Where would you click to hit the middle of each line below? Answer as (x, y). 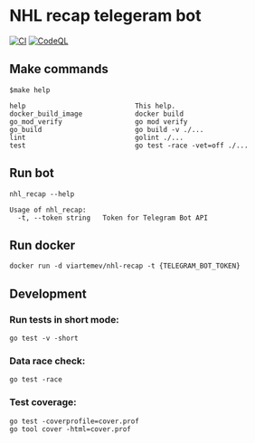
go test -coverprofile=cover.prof (75, 421)
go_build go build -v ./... (107, 129)
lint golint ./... (96, 137)
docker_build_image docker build (96, 114)
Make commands (59, 69)
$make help (30, 90)
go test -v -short (44, 339)
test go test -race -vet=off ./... (129, 146)
